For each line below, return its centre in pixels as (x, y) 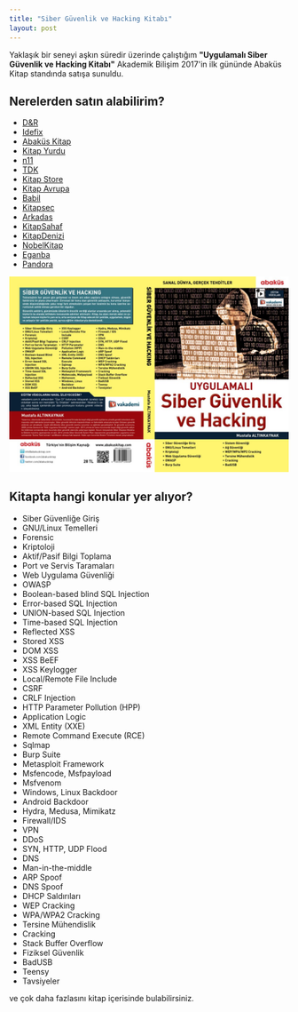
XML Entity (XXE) (54, 726)
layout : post (33, 28)
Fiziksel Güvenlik (53, 952)
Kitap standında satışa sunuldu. (67, 73)
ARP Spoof (42, 877)
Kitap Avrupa (46, 189)
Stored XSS (43, 641)
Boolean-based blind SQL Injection (86, 594)
